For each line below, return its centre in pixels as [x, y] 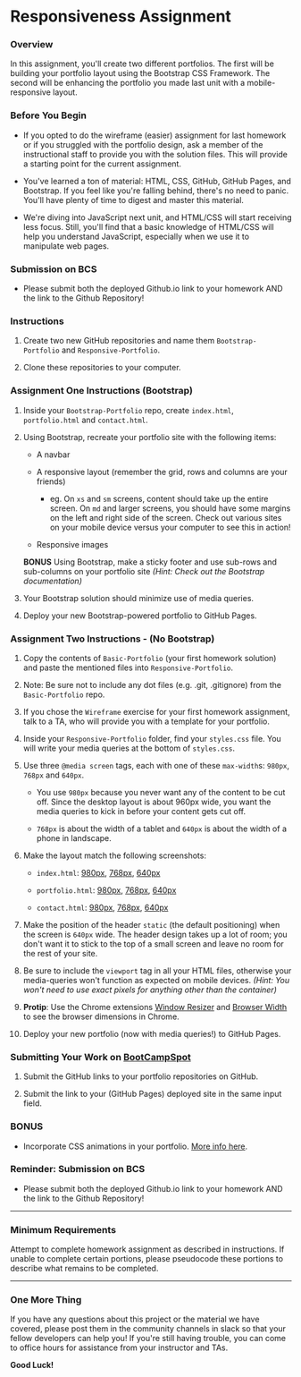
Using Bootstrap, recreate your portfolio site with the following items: [150, 437]
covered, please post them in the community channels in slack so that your [148, 1329]
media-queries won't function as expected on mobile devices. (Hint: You [156, 980]
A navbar [53, 455]
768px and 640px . [54, 775]
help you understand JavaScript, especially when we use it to [136, 236]
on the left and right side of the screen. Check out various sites [166, 517]
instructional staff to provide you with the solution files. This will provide [155, 154]
